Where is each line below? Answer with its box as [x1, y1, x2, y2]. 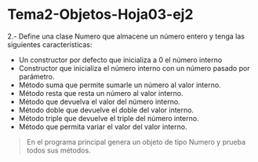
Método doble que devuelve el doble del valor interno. [18, 105, 194, 115]
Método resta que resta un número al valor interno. [18, 88, 184, 98]
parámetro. [18, 72, 55, 81]
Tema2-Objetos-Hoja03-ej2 [7, 6, 194, 24]
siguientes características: [7, 39, 93, 49]
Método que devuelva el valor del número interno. [18, 97, 181, 106]
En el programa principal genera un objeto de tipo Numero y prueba [26, 137, 246, 146]
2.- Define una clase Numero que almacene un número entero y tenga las [7, 31, 245, 41]
